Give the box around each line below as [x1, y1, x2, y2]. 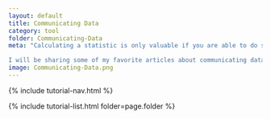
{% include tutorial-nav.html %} [8, 85, 114, 95]
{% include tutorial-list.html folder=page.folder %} [8, 101, 176, 111]
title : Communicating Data [8, 19, 99, 27]
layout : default [8, 11, 63, 20]
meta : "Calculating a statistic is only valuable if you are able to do [8, 42, 258, 50]
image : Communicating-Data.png [8, 64, 114, 72]
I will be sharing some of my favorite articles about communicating [8, 56, 248, 64]
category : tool [8, 27, 60, 35]
